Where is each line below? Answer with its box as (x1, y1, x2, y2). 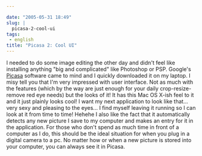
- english (8, 37, 34, 43)
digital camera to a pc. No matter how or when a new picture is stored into (6, 137, 192, 143)
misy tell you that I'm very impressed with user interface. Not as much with (6, 78, 194, 86)
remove (6, 92, 25, 98)
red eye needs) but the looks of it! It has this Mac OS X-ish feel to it (26, 92, 194, 98)
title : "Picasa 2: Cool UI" (6, 42, 78, 49)
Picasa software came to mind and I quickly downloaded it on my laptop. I (6, 72, 191, 79)
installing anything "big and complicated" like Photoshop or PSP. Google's (6, 66, 191, 73)
